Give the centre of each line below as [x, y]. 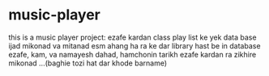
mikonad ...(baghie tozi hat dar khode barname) [88, 63]
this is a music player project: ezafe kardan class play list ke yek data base [132, 37]
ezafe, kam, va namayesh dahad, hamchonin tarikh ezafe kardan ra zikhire [132, 54]
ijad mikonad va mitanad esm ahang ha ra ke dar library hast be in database [134, 45]
